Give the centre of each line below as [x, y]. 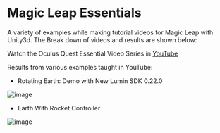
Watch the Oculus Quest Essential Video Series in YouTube [93, 53]
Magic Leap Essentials [74, 13]
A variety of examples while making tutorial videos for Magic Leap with [110, 32]
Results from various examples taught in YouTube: [80, 67]
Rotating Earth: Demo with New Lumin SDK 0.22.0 [90, 81]
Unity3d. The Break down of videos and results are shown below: [102, 39]
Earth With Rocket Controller [59, 108]
